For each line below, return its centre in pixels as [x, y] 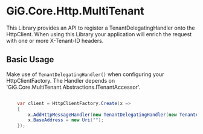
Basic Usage [30, 59]
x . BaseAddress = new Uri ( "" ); [66, 120]
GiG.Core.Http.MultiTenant [75, 11]
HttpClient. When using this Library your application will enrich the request [99, 34]
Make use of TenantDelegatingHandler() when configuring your [85, 74]
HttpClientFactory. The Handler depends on [61, 80]
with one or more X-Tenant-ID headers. [55, 40]
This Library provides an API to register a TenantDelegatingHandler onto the [101, 28]
